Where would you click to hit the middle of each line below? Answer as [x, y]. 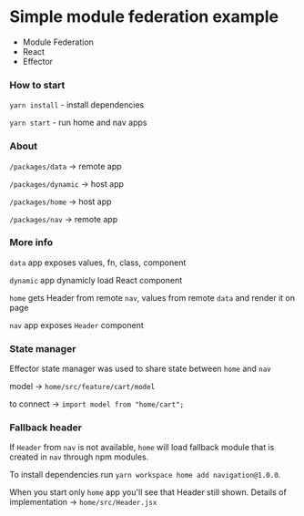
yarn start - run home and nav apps [78, 123]
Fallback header [46, 428]
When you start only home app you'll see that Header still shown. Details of [148, 492]
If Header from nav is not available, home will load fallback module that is [142, 448]
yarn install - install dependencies [77, 105]
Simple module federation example [144, 17]
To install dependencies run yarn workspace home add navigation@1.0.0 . [145, 475]
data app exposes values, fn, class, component [98, 263]
